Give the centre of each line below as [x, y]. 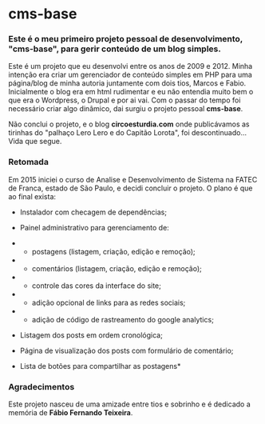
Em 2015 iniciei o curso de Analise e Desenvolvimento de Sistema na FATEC [133, 179]
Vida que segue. [35, 142]
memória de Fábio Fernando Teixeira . [71, 413]
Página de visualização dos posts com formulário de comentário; [127, 350]
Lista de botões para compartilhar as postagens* [100, 366]
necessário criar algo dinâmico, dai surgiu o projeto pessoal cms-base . [126, 109]
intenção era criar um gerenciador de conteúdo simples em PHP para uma [131, 75]
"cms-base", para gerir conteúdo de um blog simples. [115, 49]
